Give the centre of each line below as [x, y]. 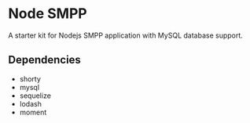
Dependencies [44, 60]
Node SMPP [48, 14]
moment [33, 112]
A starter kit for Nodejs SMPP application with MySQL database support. [126, 35]
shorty [30, 78]
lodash [30, 103]
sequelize [35, 96]
